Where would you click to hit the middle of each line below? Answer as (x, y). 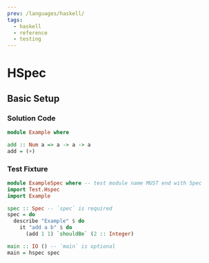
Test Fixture (28, 169)
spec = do (21, 215)
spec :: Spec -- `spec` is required (60, 208)
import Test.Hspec (33, 189)
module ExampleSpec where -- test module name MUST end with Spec (104, 183)
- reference (31, 33)
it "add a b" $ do (46, 228)
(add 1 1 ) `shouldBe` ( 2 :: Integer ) (80, 234)
